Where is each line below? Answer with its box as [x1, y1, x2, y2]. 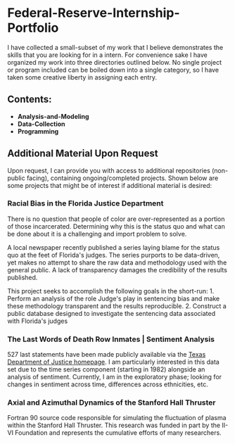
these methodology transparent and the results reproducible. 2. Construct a [7, 301, 227, 310]
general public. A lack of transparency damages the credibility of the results [7, 265, 227, 274]
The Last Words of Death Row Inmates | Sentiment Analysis [7, 334, 215, 344]
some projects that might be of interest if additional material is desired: [7, 181, 212, 189]
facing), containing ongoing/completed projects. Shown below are [27, 174, 219, 182]
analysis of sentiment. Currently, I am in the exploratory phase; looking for [7, 373, 222, 381]
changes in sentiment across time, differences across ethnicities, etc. [7, 380, 209, 388]
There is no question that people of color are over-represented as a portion [7, 215, 225, 223]
